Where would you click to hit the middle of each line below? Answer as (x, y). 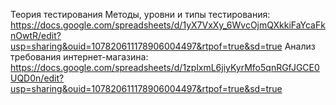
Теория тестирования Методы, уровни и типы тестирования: (140, 14)
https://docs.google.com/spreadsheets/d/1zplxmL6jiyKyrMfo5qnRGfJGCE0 (165, 67)
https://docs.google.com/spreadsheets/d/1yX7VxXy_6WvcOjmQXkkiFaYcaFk (168, 25)
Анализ (300, 46)
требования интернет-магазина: (79, 57)
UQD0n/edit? (37, 78)
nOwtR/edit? (36, 35)
